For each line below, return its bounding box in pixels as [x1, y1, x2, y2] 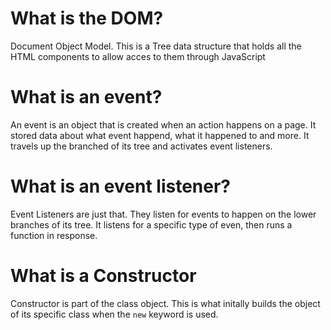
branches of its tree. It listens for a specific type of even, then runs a [10, 218, 293, 231]
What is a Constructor [10, 265, 197, 287]
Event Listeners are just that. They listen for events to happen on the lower [10, 208, 317, 220]
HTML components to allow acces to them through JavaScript [10, 50, 266, 62]
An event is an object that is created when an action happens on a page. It [10, 118, 317, 131]
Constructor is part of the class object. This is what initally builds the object [10, 297, 321, 309]
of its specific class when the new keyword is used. [10, 308, 219, 320]
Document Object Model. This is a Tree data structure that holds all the [10, 40, 302, 52]
